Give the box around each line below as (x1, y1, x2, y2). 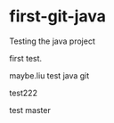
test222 (9, 87, 38, 98)
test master (9, 104, 51, 115)
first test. (9, 53, 43, 63)
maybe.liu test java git (9, 70, 90, 81)
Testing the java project (9, 36, 95, 46)
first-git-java (9, 6, 107, 27)
